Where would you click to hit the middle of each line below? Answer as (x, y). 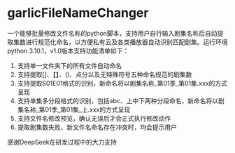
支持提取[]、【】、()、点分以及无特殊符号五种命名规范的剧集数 (105, 74)
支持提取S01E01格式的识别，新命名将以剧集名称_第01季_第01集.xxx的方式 (122, 83)
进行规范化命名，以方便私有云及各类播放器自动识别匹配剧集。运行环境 (127, 42)
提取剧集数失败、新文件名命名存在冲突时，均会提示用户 (97, 127)
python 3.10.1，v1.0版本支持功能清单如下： (68, 51)
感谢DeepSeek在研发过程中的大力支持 (62, 142)
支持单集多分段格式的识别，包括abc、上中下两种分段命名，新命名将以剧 (121, 100)
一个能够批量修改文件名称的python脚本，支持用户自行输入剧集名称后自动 (112, 33)
